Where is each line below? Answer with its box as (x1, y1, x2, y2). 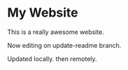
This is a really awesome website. (7, 28, 105, 36)
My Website (7, 5, 78, 21)
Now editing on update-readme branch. (7, 41, 122, 49)
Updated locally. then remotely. (7, 54, 97, 63)
